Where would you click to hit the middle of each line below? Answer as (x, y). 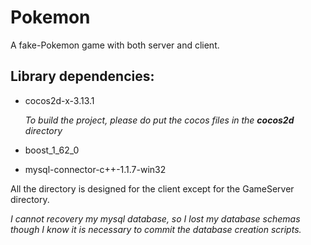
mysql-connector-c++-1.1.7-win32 (95, 169)
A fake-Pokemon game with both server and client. (115, 45)
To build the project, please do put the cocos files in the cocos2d (159, 120)
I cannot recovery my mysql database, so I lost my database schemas (155, 218)
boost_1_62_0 (52, 150)
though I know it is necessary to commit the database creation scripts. (156, 229)
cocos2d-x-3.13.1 (59, 100)
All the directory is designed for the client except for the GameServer (152, 188)
